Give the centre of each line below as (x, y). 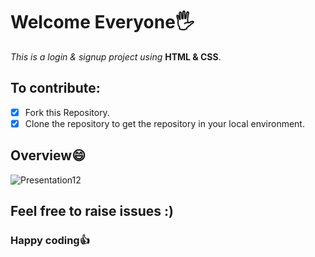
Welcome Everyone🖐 (102, 22)
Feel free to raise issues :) (92, 211)
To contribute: (55, 88)
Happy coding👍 (50, 240)
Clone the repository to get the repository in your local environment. (164, 123)
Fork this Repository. (67, 112)
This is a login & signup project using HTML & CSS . (116, 56)
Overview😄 (48, 155)
